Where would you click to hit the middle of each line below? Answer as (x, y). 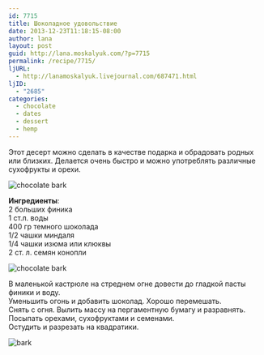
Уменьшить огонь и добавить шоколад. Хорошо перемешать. (115, 301)
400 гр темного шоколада (53, 226)
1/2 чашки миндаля (42, 235)
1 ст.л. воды (28, 218)
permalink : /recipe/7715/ (52, 62)
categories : (28, 99)
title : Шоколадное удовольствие (63, 24)
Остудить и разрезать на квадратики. (74, 327)
